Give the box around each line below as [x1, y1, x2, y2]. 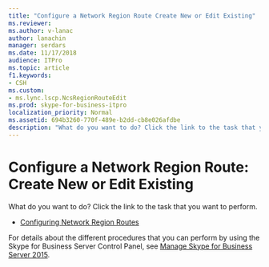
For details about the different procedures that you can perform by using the [8, 233, 260, 242]
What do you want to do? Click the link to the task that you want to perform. [8, 201, 258, 211]
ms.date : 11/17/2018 [8, 49, 78, 57]
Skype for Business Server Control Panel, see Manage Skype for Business [8, 241, 253, 251]
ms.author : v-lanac [8, 26, 74, 34]
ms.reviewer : [8, 19, 52, 27]
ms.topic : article [8, 64, 70, 72]
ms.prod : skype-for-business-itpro [8, 101, 127, 109]
